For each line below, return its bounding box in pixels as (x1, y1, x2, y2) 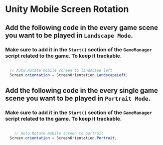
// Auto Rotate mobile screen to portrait (14, 131, 104, 136)
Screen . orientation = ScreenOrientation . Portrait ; (9, 136, 117, 141)
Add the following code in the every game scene (5, 23, 159, 32)
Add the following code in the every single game (5, 86, 159, 95)
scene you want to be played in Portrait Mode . (5, 94, 151, 103)
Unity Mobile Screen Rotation (5, 3, 129, 15)
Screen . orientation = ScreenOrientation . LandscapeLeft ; (9, 72, 128, 78)
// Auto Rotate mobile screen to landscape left (9, 68, 113, 73)
